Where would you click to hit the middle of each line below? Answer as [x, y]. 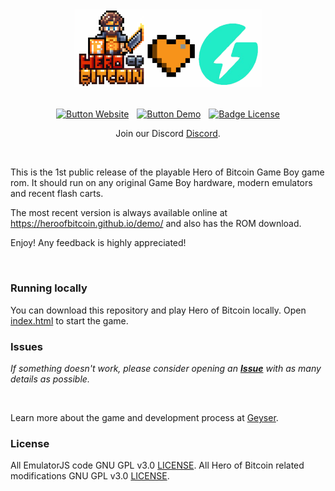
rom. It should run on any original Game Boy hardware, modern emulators [161, 183]
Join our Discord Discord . [168, 134]
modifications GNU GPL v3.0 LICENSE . [90, 476]
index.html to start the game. [69, 320]
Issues [27, 346]
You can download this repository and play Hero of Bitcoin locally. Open [158, 310]
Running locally [49, 288]
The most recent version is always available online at [119, 213]
